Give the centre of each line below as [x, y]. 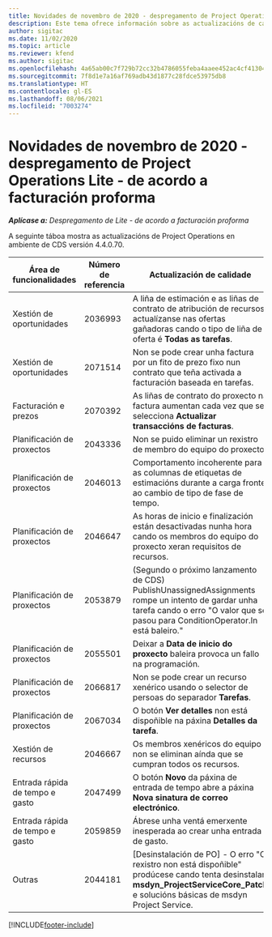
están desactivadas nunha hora [192, 526]
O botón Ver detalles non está [190, 711]
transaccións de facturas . [183, 426]
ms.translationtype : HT [49, 83]
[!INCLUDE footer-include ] [51, 925]
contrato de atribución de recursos [198, 309]
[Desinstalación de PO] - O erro [193, 854]
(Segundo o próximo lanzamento [195, 570]
